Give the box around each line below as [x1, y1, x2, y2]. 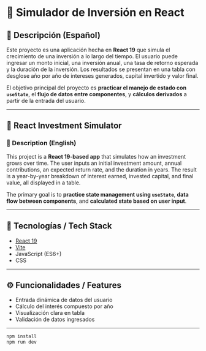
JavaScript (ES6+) [15, 250, 62, 257]
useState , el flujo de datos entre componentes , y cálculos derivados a [6, 91, 187, 97]
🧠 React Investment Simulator [6, 121, 122, 131]
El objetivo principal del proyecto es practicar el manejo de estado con [6, 84, 187, 91]
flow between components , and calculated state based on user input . [6, 197, 187, 205]
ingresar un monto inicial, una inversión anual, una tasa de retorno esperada [6, 59, 199, 66]
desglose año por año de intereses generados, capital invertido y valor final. [6, 72, 199, 79]
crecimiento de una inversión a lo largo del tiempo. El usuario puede [6, 53, 178, 60]
